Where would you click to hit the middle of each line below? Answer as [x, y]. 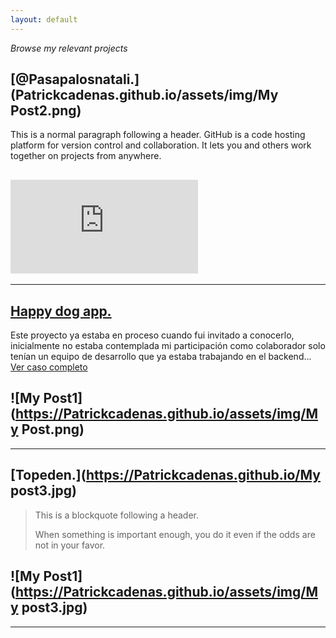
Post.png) [53, 429]
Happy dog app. [61, 311]
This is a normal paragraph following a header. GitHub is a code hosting [158, 135]
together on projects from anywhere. [86, 156]
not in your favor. [70, 545]
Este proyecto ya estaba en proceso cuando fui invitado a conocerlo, [152, 335]
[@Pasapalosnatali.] [75, 79]
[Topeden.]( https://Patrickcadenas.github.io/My [165, 475]
